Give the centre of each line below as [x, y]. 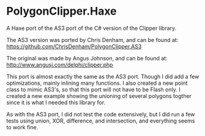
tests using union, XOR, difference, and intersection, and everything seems [101, 121]
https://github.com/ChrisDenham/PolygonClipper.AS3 [74, 46]
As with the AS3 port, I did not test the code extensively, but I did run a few [101, 114]
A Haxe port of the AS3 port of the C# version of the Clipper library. [91, 28]
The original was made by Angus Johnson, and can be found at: [87, 58]
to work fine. [22, 127]
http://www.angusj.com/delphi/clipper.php [60, 65]
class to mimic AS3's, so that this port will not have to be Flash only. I [93, 89]
